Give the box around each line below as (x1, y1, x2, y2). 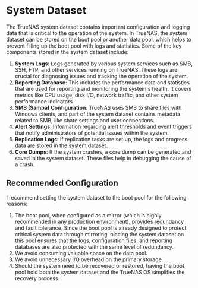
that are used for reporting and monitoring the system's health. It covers (14, 85, 192, 92)
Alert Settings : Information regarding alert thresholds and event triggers (14, 123, 192, 130)
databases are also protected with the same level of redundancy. (14, 243, 174, 250)
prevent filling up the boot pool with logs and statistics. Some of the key (6, 42, 182, 49)
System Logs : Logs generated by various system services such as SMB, (14, 60, 193, 67)
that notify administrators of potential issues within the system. (14, 129, 169, 137)
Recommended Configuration (6, 178, 118, 188)
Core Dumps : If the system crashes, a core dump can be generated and (14, 148, 191, 155)
